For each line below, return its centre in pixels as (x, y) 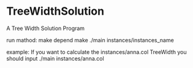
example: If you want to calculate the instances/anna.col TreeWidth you (96, 52)
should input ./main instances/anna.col (55, 58)
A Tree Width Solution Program (45, 28)
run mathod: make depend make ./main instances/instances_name (90, 40)
